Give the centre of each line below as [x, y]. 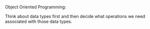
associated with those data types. [39, 22]
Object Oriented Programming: [36, 7]
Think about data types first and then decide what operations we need [75, 16]
